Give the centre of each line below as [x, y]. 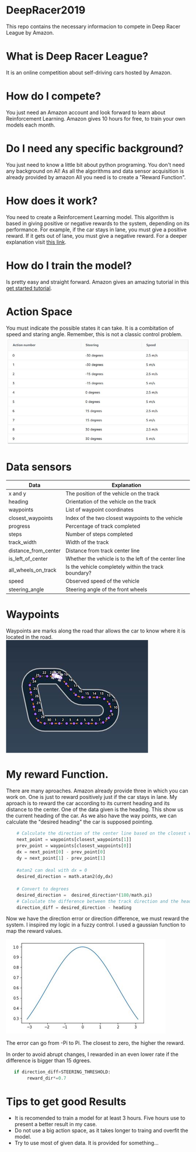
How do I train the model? [69, 266]
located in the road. [29, 637]
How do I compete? [53, 96]
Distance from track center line [103, 551]
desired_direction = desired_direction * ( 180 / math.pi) [85, 895]
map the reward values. [34, 931]
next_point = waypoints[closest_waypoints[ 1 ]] [74, 839]
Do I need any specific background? [95, 148]
